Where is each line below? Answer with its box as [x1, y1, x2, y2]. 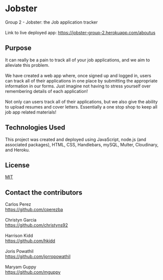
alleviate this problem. [5, 62, 50, 68]
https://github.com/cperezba [5, 207, 63, 213]
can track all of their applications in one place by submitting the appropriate [5, 78, 158, 84]
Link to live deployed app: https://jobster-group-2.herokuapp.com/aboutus [5, 29, 156, 35]
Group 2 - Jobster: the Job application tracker [5, 19, 98, 25]
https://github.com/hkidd [5, 238, 55, 244]
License [5, 161, 30, 169]
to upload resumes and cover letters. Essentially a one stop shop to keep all [5, 104, 158, 110]
